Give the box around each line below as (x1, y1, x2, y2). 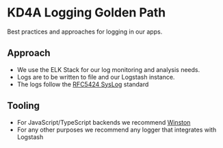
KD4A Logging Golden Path (7, 5, 166, 21)
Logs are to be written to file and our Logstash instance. (16, 73, 175, 81)
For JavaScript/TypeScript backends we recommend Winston (16, 118, 191, 126)
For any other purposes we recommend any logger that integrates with (16, 125, 217, 134)
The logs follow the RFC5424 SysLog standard (16, 80, 149, 88)
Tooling (7, 100, 40, 112)
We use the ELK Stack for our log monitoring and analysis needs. (16, 65, 200, 73)
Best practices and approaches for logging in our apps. (7, 27, 163, 36)
